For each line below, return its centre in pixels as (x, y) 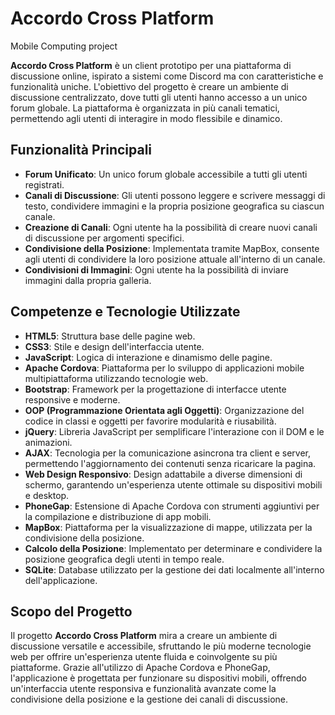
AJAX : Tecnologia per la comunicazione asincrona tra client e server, (167, 453)
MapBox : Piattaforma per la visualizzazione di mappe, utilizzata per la (168, 527)
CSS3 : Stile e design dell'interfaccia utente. (114, 346)
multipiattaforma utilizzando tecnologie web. (116, 378)
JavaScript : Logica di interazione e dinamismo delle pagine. (148, 357)
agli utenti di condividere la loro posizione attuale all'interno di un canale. (175, 259)
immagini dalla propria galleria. (88, 280)
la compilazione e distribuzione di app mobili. (118, 516)
